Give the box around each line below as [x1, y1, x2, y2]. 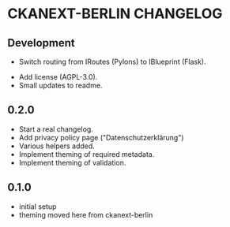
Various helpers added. [18, 141, 96, 151]
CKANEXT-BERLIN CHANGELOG [7, 5, 223, 23]
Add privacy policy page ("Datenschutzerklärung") [18, 132, 184, 142]
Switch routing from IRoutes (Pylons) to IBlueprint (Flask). [18, 57, 206, 66]
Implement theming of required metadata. [18, 149, 155, 158]
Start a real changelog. [18, 124, 94, 134]
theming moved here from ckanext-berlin [18, 210, 153, 219]
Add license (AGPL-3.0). [18, 73, 98, 81]
